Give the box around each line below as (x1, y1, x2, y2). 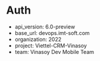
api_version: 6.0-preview (14, 23, 76, 30)
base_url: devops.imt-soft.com (14, 29, 90, 36)
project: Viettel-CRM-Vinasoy (14, 42, 87, 49)
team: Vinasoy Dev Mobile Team (14, 48, 94, 55)
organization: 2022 (14, 36, 61, 43)
